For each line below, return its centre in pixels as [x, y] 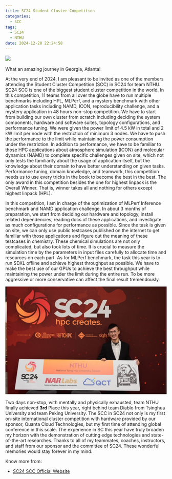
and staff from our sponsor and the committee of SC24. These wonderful [82, 446]
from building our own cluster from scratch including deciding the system [83, 117]
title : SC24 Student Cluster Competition [50, 11]
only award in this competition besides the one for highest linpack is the [81, 182]
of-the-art [16, 440]
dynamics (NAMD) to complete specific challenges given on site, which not [84, 155]
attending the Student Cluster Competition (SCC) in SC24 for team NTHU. [83, 84]
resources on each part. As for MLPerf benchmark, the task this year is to [83, 257]
